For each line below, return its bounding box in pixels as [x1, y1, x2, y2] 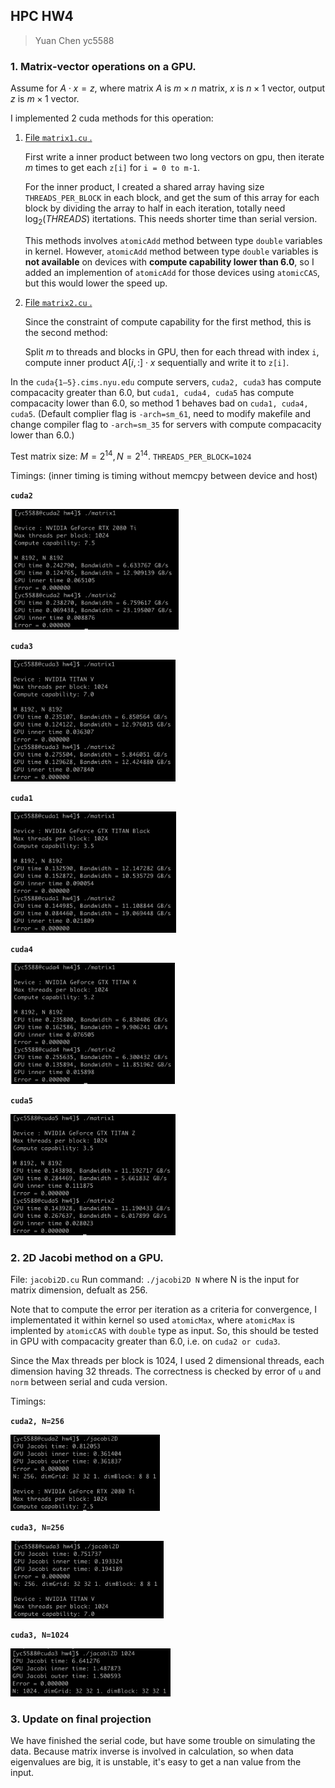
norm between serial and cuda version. [10, 1376, 168, 1388]
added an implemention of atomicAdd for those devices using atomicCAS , [24, 266, 321, 278]
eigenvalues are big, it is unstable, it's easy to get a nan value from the [10, 1755, 302, 1768]
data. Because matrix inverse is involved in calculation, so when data [10, 1745, 294, 1757]
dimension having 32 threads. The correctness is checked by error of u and [10, 1365, 322, 1378]
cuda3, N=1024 [10, 1630, 70, 1640]
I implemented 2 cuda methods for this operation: [10, 112, 214, 124]
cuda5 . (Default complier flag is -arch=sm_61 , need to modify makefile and [10, 407, 312, 419]
